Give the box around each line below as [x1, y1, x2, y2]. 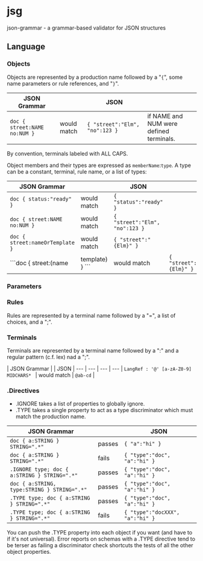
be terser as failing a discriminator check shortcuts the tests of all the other [7, 542, 193, 549]
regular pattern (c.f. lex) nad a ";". [7, 354, 90, 361]
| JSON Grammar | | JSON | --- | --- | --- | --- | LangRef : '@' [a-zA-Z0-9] [7, 365, 192, 372]
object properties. [7, 548, 51, 556]
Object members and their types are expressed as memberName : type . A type [7, 161, 192, 169]
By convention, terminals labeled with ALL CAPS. [7, 149, 128, 157]
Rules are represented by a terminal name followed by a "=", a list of [7, 312, 176, 319]
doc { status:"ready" [10, 195, 72, 202]
